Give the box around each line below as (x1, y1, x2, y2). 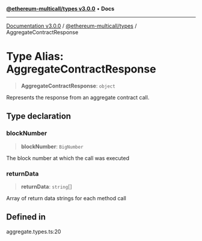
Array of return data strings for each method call (6, 194, 126, 201)
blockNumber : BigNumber (20, 143, 84, 150)
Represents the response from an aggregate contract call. (6, 94, 150, 101)
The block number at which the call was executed (6, 154, 129, 161)
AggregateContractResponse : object (20, 82, 115, 89)
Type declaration (6, 111, 71, 122)
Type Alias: (6, 50, 64, 64)
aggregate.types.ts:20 (6, 228, 61, 235)
